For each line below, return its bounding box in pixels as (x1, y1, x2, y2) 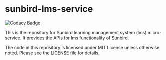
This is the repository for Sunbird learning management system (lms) (5, 29, 147, 35)
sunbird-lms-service (5, 3, 93, 15)
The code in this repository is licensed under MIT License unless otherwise (5, 44, 160, 50)
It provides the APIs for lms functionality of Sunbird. (22, 35, 129, 41)
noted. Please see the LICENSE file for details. (5, 50, 100, 56)
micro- (147, 29, 162, 35)
